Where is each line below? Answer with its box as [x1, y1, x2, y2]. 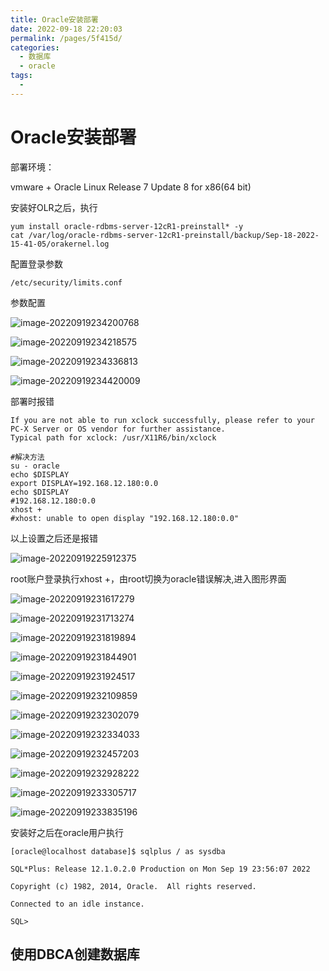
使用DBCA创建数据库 [10, 946, 140, 963]
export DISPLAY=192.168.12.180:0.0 [10, 478, 159, 488]
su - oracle [10, 461, 60, 471]
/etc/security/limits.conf [10, 277, 123, 288]
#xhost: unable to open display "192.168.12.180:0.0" [10, 513, 240, 523]
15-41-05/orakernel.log [10, 239, 110, 249]
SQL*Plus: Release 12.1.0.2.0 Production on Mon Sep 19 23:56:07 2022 [10, 864, 311, 874]
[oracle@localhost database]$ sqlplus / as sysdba [10, 846, 226, 856]
